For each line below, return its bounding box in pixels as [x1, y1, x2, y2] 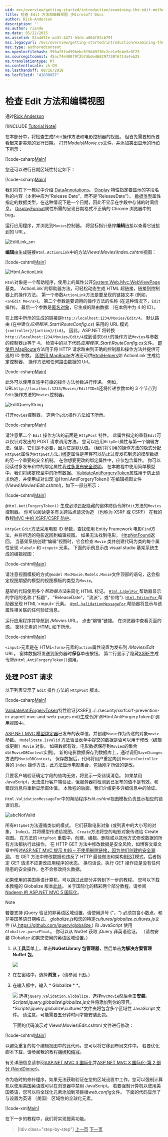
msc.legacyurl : [5, 40, 37, 45]
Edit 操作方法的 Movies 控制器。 [5, 391, 67, 397]
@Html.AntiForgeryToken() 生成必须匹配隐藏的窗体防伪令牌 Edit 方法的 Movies [5, 502, 161, 508]
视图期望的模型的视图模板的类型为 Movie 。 [9, 577, 95, 584]
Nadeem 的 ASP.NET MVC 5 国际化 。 [5, 889, 82, 895]
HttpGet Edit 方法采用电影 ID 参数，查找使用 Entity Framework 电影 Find [5, 525, 151, 531]
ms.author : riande [5, 26, 43, 31]
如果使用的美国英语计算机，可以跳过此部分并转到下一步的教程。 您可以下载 [5, 877, 160, 883]
